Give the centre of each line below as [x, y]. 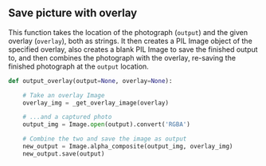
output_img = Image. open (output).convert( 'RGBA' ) [107, 125]
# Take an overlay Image [64, 95]
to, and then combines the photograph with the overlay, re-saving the [122, 57]
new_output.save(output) [64, 154]
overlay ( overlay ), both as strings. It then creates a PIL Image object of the [130, 41]
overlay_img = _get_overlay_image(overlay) [96, 103]
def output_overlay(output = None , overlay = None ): [90, 81]
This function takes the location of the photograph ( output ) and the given [128, 32]
